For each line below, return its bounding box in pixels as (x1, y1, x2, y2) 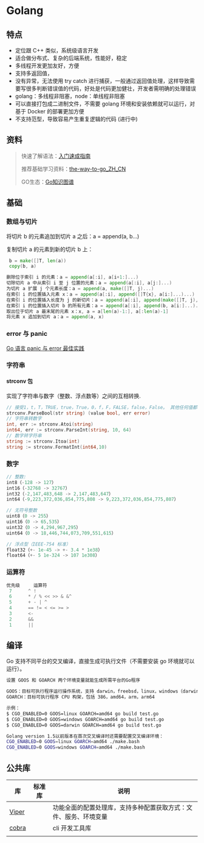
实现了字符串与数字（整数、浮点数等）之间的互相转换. (6, 392, 141, 399)
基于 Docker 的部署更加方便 (15, 108, 84, 115)
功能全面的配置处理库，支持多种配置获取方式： (52, 803, 187, 812)
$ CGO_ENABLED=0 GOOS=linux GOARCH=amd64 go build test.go (6, 711, 159, 717)
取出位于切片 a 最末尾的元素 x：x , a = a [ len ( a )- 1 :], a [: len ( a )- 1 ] (6, 308, 169, 315)
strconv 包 (6, 377, 33, 385)
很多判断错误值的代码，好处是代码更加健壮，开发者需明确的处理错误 (25, 85, 196, 92)
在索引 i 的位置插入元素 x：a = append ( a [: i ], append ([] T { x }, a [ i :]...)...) (6, 291, 195, 297)
